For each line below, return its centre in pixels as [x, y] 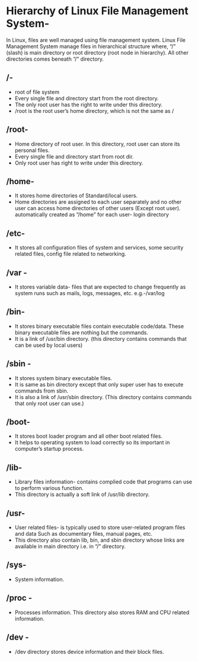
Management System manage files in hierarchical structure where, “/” [91, 46]
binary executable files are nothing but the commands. [81, 332]
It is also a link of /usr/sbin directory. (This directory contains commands [103, 397]
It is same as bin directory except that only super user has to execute [99, 384]
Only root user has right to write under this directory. [79, 163]
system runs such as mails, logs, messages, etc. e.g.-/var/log [90, 293]
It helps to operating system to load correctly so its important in [92, 442]
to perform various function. [49, 488]
